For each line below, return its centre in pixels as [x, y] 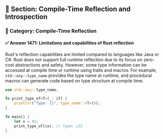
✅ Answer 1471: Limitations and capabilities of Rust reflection [70, 43]
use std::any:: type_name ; [32, 90]
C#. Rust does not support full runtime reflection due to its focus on [74, 60]
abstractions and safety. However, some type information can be [81, 65]
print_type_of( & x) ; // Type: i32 [48, 126]
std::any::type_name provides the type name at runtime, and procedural [79, 75]
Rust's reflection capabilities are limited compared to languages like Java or [82, 54]
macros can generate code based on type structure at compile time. [75, 80]
